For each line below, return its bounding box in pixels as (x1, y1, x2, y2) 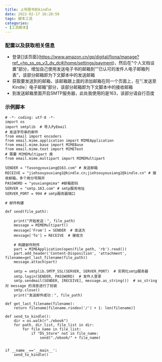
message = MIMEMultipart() (14, 223, 68, 228)
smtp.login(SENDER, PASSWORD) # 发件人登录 (14, 274, 102, 279)
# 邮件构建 (5, 200, 24, 205)
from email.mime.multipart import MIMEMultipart (5, 156, 105, 161)
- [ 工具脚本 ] (5, 25, 29, 30)
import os (5, 119, 25, 124)
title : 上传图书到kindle (5, 7, 52, 12)
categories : (5, 20, 29, 26)
